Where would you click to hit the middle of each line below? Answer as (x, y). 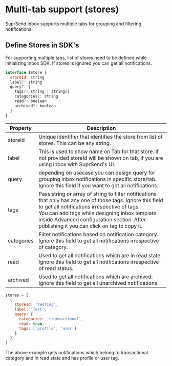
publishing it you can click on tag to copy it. (90, 226)
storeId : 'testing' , (36, 305)
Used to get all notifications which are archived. (95, 277)
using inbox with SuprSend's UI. (77, 164)
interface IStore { (26, 72)
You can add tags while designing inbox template (97, 213)
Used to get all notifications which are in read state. (100, 255)
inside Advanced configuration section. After (92, 219)
